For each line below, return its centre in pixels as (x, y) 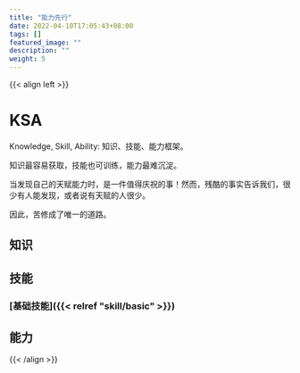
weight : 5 (28, 59)
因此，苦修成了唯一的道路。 (60, 214)
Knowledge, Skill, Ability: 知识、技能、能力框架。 (99, 146)
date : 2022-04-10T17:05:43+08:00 (71, 26)
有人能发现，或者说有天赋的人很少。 (83, 195)
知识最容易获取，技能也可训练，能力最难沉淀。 (95, 165)
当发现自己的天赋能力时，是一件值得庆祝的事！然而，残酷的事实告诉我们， (146, 184)
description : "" (39, 51)
